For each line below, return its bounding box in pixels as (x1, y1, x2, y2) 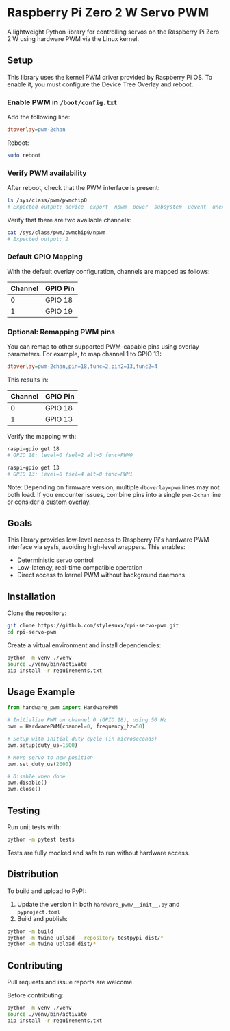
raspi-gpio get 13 (7, 464, 60, 471)
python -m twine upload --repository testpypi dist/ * (7, 934, 164, 941)
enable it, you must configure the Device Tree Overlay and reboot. (7, 80, 194, 89)
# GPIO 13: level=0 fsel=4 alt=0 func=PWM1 (7, 470, 133, 478)
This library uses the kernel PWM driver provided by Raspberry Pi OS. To (7, 73, 213, 81)
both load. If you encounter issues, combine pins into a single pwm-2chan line (7, 490, 221, 498)
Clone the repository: (7, 609, 67, 617)
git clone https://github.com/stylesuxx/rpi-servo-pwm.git (7, 623, 179, 629)
